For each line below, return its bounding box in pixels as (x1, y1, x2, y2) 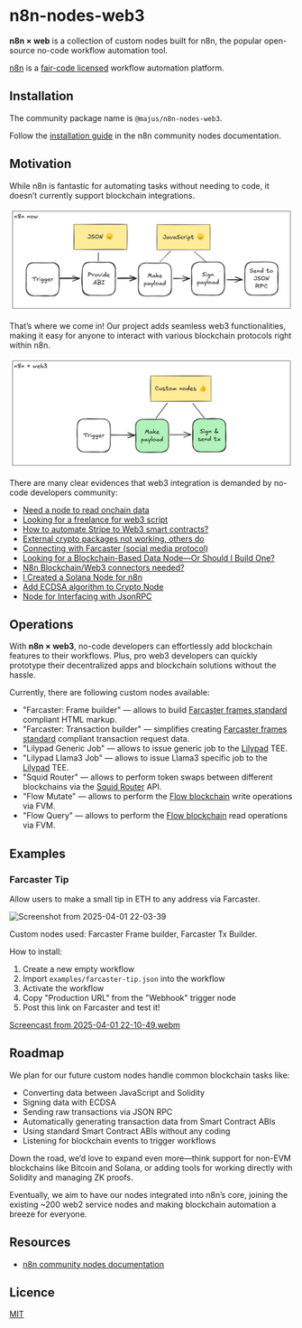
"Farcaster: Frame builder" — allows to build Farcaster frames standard (22, 705, 288, 715)
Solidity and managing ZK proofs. (9, 1172, 133, 1183)
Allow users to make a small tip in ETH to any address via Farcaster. (9, 893, 261, 904)
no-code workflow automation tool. (37, 44, 169, 55)
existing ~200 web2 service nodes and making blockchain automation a (9, 1199, 277, 1210)
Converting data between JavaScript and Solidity (22, 1087, 206, 1098)
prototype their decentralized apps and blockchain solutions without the (9, 660, 277, 671)
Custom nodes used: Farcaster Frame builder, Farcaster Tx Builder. (9, 929, 258, 940)
